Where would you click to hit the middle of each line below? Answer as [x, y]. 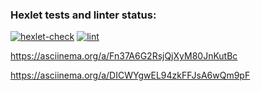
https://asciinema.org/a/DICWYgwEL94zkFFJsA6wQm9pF [130, 75]
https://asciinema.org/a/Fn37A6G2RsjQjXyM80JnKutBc [124, 56]
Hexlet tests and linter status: [83, 15]
